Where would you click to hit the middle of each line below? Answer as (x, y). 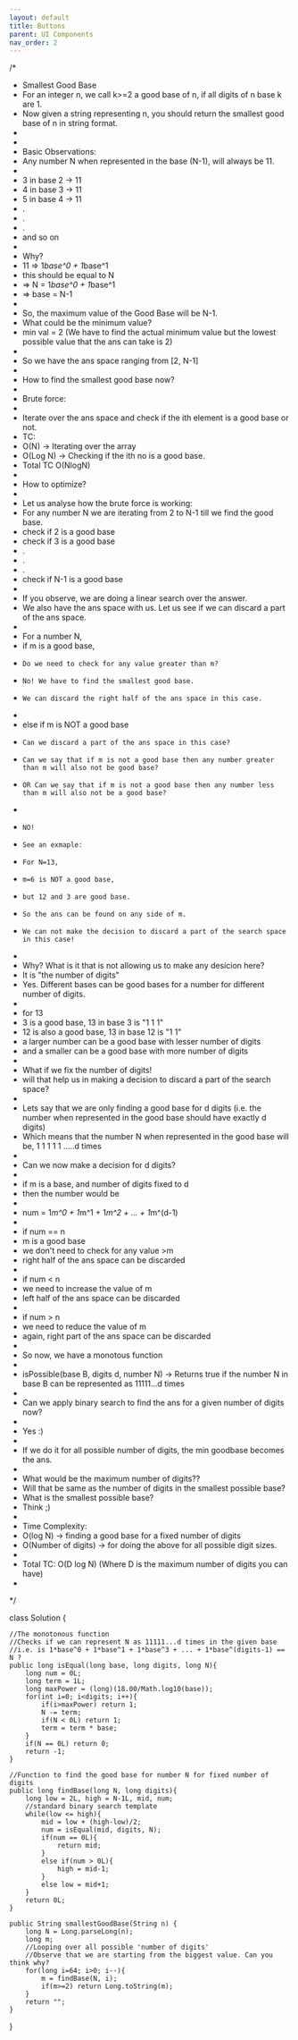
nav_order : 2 (33, 42)
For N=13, (41, 863)
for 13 (33, 1013)
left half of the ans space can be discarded (101, 1299)
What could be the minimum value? (87, 323)
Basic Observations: (59, 152)
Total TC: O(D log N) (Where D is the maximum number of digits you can (155, 1564)
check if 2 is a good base (69, 532)
